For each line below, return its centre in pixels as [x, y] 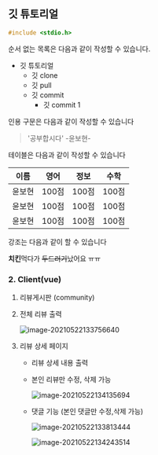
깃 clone [44, 75]
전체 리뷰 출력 [40, 314]
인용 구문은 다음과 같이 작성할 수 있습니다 [71, 121]
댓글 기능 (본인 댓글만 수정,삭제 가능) [87, 411]
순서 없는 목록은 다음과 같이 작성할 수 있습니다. [79, 49]
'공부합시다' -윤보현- [59, 138]
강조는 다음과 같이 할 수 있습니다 [58, 241]
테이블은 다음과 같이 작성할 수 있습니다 [67, 155]
